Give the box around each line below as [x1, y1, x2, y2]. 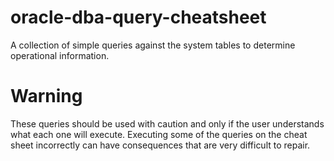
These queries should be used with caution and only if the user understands [10, 117, 325, 130]
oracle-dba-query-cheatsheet [10, 6, 267, 29]
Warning [10, 85, 83, 108]
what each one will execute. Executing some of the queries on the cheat [10, 128, 308, 140]
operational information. [10, 49, 110, 61]
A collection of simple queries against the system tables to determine [10, 39, 296, 51]
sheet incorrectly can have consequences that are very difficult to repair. [10, 139, 311, 151]
